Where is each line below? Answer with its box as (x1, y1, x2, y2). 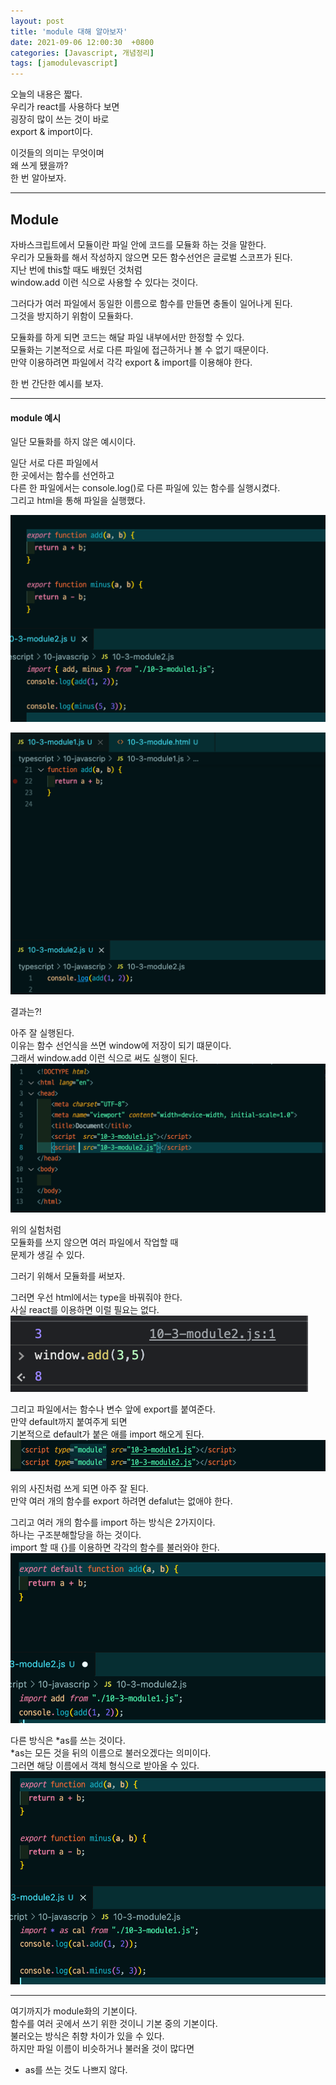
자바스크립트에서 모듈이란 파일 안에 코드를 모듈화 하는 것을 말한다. (10, 238, 267, 250)
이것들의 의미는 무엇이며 (10, 147, 105, 159)
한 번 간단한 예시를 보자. (10, 377, 104, 389)
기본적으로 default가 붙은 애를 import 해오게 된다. (10, 1428, 205, 1440)
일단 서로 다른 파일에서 (10, 457, 99, 469)
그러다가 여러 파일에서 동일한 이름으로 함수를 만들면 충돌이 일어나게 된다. (10, 297, 293, 309)
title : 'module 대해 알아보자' (10, 26, 128, 37)
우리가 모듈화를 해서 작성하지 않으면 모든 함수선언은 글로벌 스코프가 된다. (10, 251, 293, 263)
